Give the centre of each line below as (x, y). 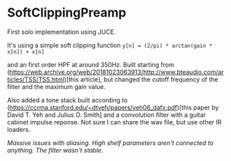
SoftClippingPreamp (67, 13)
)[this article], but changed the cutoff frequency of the (141, 79)
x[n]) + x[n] (26, 52)
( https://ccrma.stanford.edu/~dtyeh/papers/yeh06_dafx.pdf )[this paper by (113, 107)
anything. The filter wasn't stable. (55, 150)
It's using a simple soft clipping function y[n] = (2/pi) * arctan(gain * (110, 45)
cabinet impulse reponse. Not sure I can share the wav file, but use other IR (114, 122)
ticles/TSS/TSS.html (36, 79)
